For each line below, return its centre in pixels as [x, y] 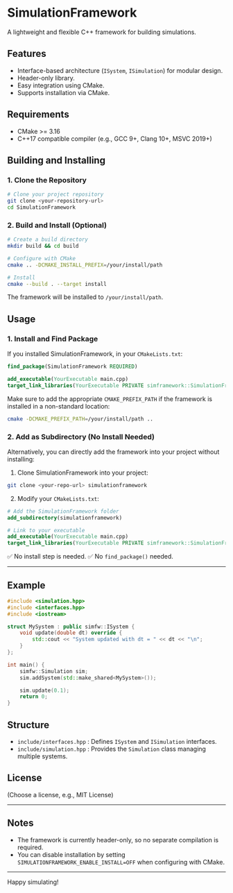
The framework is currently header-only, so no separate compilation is [118, 840]
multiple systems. [42, 756]
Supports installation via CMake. [63, 92]
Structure [28, 725]
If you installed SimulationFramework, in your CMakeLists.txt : [95, 354]
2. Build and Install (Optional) [57, 225]
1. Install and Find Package [53, 339]
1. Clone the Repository [47, 180]
